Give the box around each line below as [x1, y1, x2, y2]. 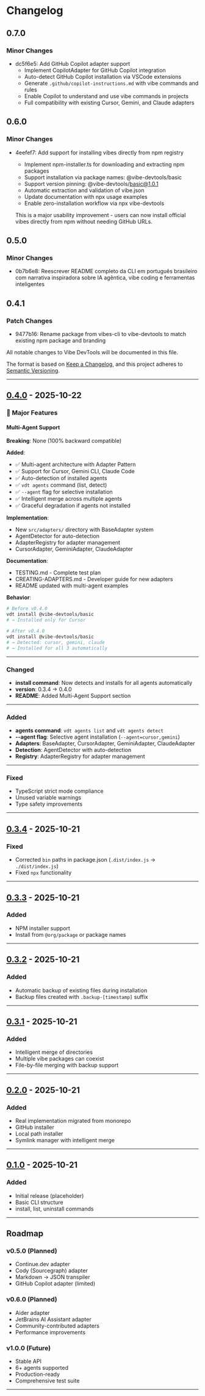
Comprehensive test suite [15, 1376, 80, 1384]
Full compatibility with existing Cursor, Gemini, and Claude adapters [24, 99, 195, 106]
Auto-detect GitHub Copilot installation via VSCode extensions [24, 73, 182, 80]
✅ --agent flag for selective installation [15, 489, 113, 496]
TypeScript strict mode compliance [15, 787, 104, 795]
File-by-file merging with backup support [15, 1062, 119, 1069]
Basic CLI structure [15, 1198, 63, 1206]
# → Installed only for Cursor [6, 617, 86, 623]
